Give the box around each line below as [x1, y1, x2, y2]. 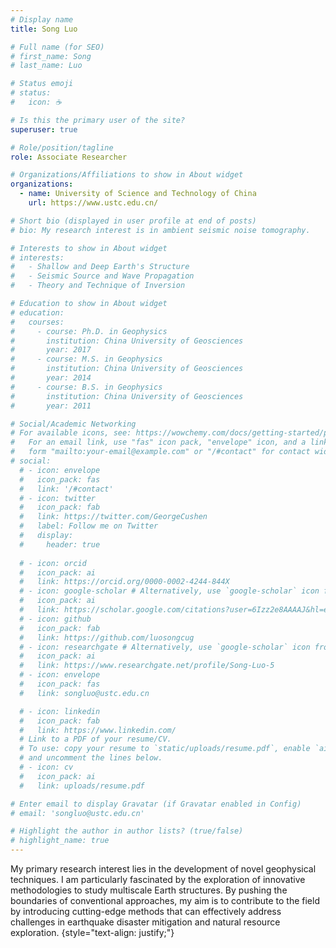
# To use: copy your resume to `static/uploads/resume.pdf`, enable [19, 744, 311, 754]
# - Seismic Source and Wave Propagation [10, 271, 195, 281]
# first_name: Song [10, 51, 92, 61]
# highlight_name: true [10, 836, 110, 846]
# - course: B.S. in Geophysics [10, 382, 163, 392]
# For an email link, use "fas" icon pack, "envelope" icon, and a [10, 437, 307, 448]
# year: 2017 [10, 345, 92, 355]
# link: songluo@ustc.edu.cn [19, 688, 150, 698]
